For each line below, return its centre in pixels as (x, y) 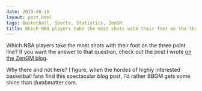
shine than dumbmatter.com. (42, 83)
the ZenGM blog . (27, 58)
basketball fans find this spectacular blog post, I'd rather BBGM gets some (98, 76)
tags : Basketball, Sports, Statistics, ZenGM (64, 23)
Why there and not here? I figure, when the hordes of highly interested (93, 70)
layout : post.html (29, 17)
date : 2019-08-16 (28, 12)
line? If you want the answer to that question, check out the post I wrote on (99, 52)
